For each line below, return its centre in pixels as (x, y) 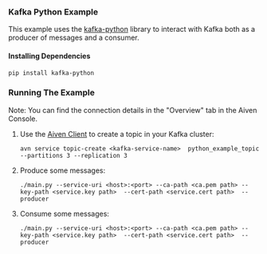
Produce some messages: (63, 170)
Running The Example (52, 92)
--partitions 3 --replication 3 (73, 155)
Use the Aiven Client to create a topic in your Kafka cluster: (117, 134)
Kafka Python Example (53, 12)
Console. (23, 119)
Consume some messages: (65, 213)
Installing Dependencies (49, 56)
